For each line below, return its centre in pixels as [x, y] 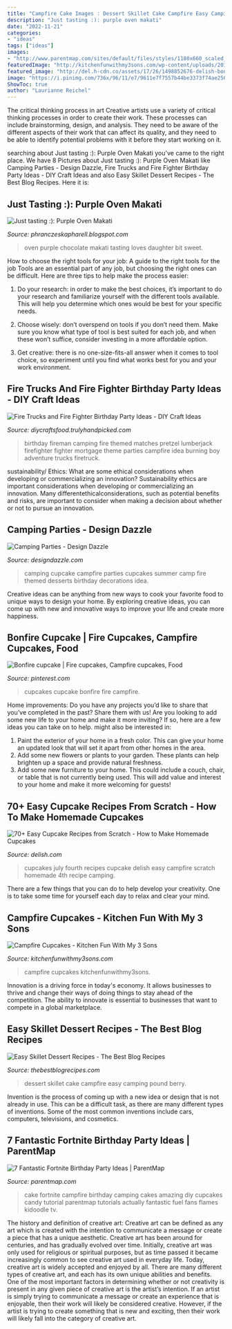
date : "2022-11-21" [35, 26]
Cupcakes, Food [43, 648]
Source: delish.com [35, 855]
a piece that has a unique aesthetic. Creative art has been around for [105, 1237]
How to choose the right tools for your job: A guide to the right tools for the [114, 261]
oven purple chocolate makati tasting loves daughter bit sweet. [114, 247]
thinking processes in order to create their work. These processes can [107, 117]
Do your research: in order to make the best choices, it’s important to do [119, 289]
